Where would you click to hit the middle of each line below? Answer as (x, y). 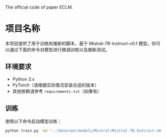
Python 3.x (23, 79)
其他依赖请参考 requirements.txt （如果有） (57, 91)
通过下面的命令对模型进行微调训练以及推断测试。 (59, 50)
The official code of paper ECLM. (39, 7)
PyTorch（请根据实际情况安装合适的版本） (56, 85)
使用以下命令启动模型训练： (34, 121)
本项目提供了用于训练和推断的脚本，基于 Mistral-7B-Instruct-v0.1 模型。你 (81, 43)
